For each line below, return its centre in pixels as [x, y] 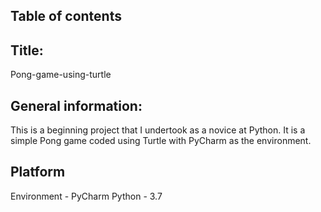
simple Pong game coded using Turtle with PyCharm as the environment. [161, 141]
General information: [76, 105]
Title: [27, 50]
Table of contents [66, 16]
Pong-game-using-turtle [61, 75]
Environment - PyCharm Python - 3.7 [86, 196]
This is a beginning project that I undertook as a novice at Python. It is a [158, 130]
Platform [38, 172]
